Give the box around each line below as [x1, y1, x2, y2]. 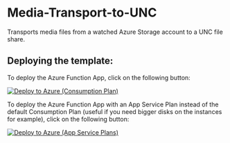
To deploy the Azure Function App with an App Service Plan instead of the [7, 100, 219, 108]
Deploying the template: [7, 55, 114, 67]
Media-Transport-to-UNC [7, 5, 157, 21]
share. [7, 35, 26, 43]
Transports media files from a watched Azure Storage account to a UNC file [7, 28, 223, 36]
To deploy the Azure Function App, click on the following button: [7, 73, 191, 82]
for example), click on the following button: [7, 115, 130, 123]
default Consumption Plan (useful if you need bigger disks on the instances [7, 107, 222, 115]
